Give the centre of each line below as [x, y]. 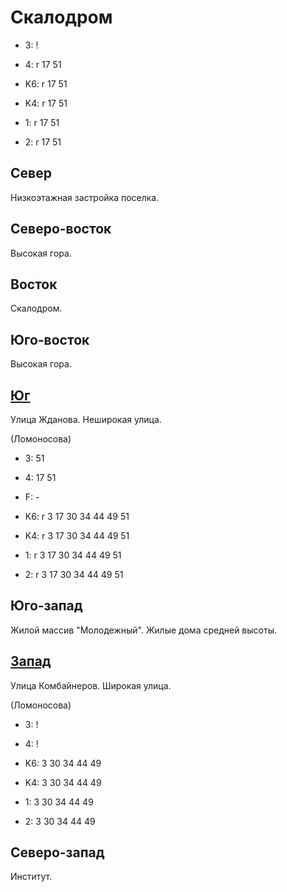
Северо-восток [61, 229]
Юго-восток [50, 339]
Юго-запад [46, 606]
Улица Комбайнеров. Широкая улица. [91, 685]
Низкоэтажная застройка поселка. [85, 197]
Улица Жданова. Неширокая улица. [86, 419]
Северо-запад [57, 852]
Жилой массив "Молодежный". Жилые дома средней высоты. [143, 630]
